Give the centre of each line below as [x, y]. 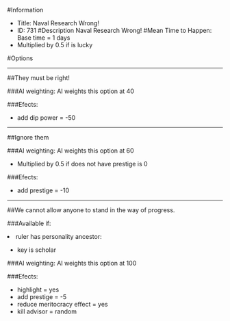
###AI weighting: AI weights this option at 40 [71, 91]
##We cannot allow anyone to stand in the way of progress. [91, 210]
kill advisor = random [47, 311]
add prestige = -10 [43, 190]
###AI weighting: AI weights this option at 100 [72, 263]
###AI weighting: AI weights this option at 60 [71, 151]
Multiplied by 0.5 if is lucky [55, 45]
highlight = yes [38, 290]
